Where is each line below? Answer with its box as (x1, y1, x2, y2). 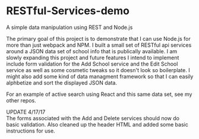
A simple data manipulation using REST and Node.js (6, 24, 133, 31)
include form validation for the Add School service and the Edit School (6, 60, 178, 67)
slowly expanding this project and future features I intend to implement (6, 54, 179, 61)
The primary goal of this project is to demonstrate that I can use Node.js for (6, 35, 191, 42)
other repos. (6, 96, 37, 104)
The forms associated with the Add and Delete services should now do (6, 114, 180, 122)
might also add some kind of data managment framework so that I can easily (6, 73, 194, 80)
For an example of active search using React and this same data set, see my (6, 90, 192, 98)
